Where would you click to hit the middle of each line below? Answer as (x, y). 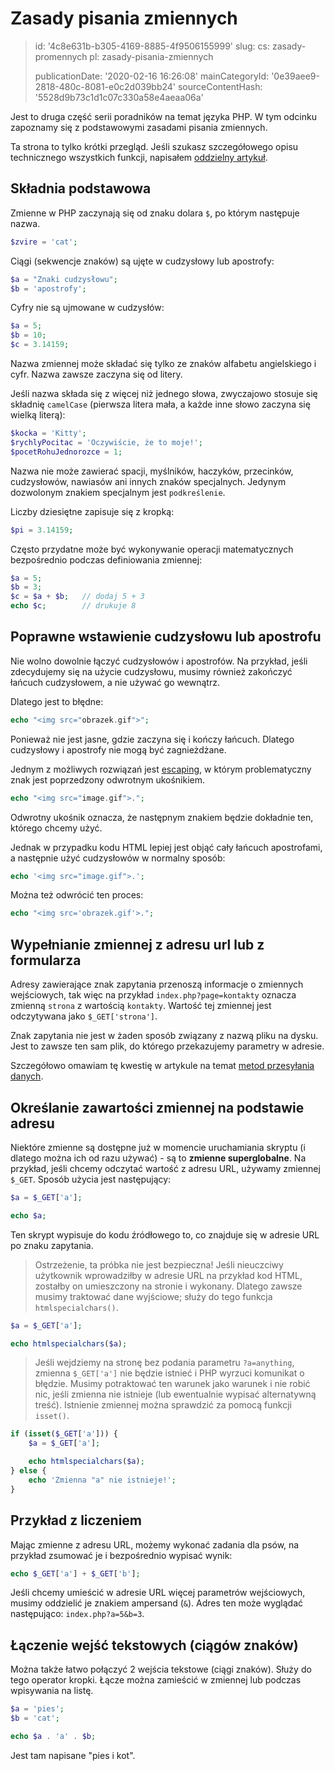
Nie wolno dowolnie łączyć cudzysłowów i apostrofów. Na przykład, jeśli (159, 661)
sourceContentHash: (220, 86)
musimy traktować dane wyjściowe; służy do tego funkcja (153, 1296)
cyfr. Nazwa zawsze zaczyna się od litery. (96, 374)
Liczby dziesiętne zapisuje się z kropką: (92, 511)
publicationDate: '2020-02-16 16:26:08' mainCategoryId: (152, 76)
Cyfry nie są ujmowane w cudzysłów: (87, 308)
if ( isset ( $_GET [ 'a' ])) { (64, 1434)
